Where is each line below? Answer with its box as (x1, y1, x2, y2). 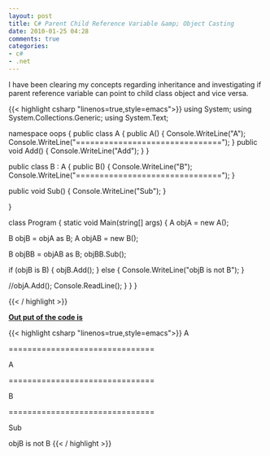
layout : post (8, 11, 53, 20)
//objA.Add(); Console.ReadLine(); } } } (8, 280, 138, 290)
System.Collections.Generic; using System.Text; (8, 112, 169, 122)
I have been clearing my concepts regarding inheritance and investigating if (8, 79, 262, 90)
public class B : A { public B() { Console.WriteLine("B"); (8, 161, 193, 171)
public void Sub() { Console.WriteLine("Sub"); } (8, 186, 167, 195)
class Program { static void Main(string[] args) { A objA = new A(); (8, 217, 229, 227)
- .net (8, 58, 31, 66)
